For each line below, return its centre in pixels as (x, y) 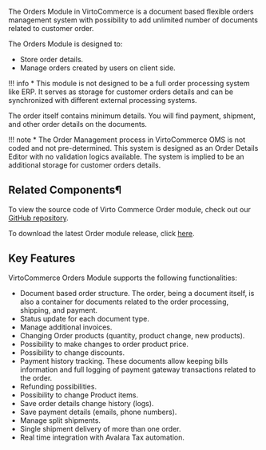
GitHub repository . (39, 218)
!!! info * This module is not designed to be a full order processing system (129, 83)
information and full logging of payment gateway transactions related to (138, 369)
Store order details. (52, 59)
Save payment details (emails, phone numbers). (98, 412)
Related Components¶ (65, 190)
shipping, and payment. (59, 310)
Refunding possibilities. (58, 386)
